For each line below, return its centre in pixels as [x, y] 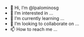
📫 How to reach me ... [34, 29]
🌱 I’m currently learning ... [37, 18]
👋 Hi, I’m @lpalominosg [34, 8]
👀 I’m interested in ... [32, 13]
